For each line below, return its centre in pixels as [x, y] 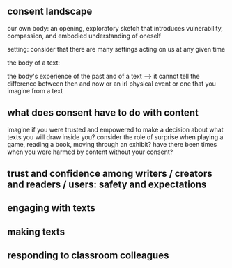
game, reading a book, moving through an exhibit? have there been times [112, 144]
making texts [36, 231]
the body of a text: [34, 63]
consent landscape [50, 11]
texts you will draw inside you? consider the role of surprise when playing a [115, 137]
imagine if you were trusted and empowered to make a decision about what [116, 129]
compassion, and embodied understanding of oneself [84, 36]
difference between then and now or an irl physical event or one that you [111, 84]
